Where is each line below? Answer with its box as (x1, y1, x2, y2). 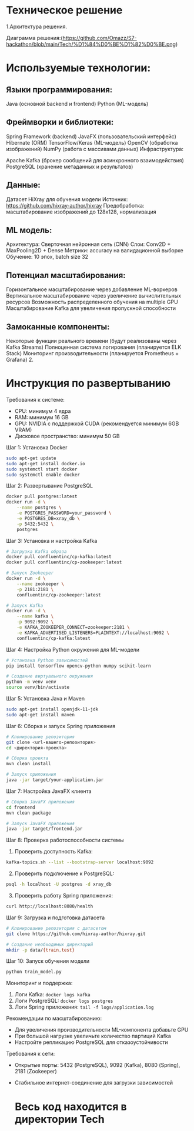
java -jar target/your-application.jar (6, 777, 104, 783)
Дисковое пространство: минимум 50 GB (14, 432, 120, 439)
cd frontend (6, 804, 35, 810)
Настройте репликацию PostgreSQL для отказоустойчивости (14, 1039, 169, 1046)
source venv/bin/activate (6, 685, 69, 690)
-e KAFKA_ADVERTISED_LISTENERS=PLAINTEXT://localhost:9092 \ (16, 630, 169, 636)
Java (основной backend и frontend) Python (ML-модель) (6, 100, 149, 107)
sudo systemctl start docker (6, 466, 78, 472)
